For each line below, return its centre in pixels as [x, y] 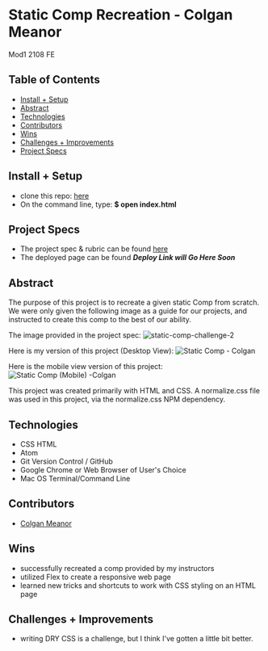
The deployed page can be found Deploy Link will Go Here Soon [128, 258]
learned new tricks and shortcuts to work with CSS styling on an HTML [138, 585]
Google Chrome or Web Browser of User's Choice [103, 470]
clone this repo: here [54, 195]
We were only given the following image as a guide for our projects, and [128, 311]
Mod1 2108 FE [31, 54]
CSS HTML [38, 444]
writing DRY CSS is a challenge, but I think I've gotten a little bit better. [137, 639]
